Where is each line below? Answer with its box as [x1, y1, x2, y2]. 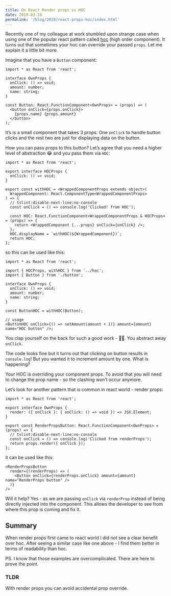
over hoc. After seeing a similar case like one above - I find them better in [5, 540, 160, 547]
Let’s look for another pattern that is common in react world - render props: [5, 386, 163, 393]
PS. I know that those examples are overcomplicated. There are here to [5, 556, 155, 562]
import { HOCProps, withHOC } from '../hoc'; [5, 268, 104, 274]
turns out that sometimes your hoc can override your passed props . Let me [5, 42, 162, 48]
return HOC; [10, 236, 36, 241]
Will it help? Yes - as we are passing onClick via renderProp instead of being [5, 495, 165, 502]
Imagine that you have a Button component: [5, 57, 97, 63]
